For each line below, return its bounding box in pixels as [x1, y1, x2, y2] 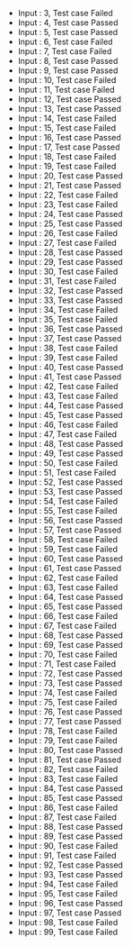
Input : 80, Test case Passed [17, 745, 124, 755]
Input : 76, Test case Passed [17, 706, 123, 717]
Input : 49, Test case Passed [17, 448, 124, 459]
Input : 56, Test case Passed [17, 515, 123, 525]
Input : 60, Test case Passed [17, 553, 124, 564]
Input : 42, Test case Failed [17, 381, 119, 391]
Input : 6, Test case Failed [17, 36, 114, 47]
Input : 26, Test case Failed [17, 228, 119, 238]
